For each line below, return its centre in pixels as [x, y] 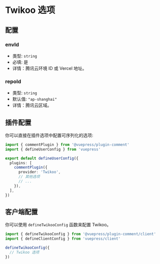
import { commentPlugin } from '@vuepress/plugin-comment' [67, 144]
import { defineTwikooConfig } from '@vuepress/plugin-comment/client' [80, 234]
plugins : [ [21, 163]
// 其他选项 [29, 177]
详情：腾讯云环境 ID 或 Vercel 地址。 [50, 68]
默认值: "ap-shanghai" [34, 99]
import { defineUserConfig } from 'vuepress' [53, 149]
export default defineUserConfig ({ [42, 158]
